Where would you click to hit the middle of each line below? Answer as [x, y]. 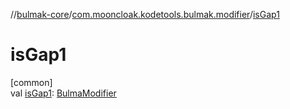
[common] [31, 82]
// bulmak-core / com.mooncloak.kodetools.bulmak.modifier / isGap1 [145, 14]
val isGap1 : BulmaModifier [63, 93]
